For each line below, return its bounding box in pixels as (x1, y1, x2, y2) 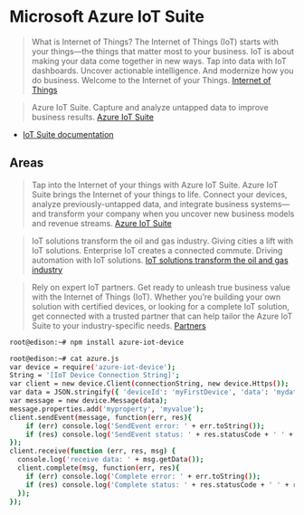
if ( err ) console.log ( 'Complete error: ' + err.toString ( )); (25, 472, 261, 481)
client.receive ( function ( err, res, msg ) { (9, 446, 176, 456)
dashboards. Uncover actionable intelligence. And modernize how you (31, 65, 294, 76)
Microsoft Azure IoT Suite (9, 6, 205, 27)
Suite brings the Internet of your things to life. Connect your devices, (31, 188, 288, 200)
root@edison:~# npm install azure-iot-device (9, 338, 184, 347)
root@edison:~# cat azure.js (9, 354, 119, 363)
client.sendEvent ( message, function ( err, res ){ (9, 413, 193, 422)
